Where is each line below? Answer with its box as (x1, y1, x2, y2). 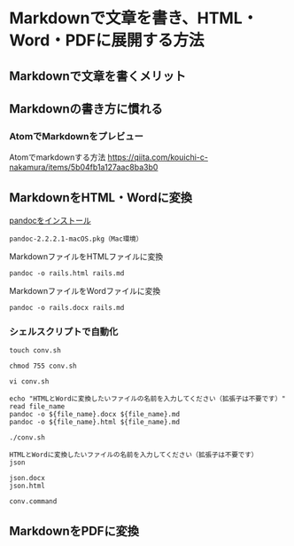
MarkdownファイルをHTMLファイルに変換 (9, 251, 164, 262)
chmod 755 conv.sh (9, 361, 77, 371)
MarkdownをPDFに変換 (9, 523, 140, 538)
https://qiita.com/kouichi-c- (107, 152, 208, 162)
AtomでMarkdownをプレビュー (9, 130, 144, 142)
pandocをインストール (9, 215, 91, 226)
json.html (9, 481, 46, 491)
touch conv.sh (9, 346, 62, 355)
